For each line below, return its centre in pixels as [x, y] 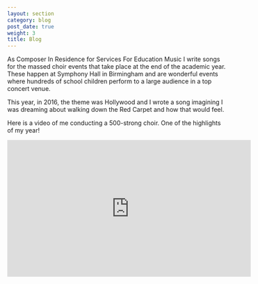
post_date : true [31, 26]
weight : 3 [22, 33]
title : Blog [24, 40]
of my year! [24, 131]
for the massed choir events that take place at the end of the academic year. [116, 67]
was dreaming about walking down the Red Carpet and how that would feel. [116, 110]
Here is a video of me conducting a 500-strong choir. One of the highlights [114, 123]
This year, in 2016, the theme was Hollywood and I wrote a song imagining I [115, 102]
